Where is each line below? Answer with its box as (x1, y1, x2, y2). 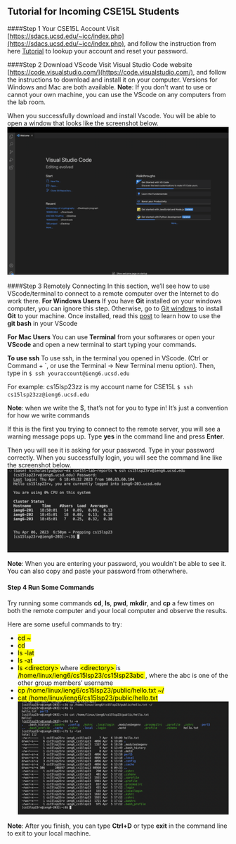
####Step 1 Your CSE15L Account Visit (7, 24, 119, 32)
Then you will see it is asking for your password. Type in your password (7, 446, 215, 455)
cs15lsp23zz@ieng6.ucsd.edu (7, 391, 90, 398)
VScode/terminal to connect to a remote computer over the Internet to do (7, 289, 219, 298)
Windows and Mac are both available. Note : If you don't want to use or (7, 82, 212, 91)
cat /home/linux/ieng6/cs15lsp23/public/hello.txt (17, 693, 158, 702)
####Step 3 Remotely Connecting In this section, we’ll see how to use (7, 282, 210, 291)
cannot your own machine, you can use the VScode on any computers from (7, 90, 226, 99)
